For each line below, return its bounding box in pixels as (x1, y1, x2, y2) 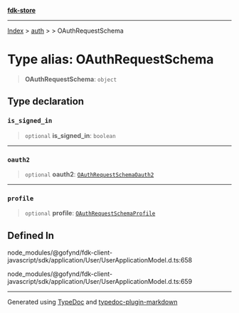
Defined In (7, 229, 55, 241)
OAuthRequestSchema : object (24, 75, 117, 83)
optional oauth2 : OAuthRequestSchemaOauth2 (24, 170, 154, 179)
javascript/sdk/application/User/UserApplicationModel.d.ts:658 (7, 256, 193, 265)
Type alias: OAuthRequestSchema (7, 51, 214, 68)
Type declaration (7, 95, 84, 107)
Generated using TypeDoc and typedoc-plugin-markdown (7, 298, 178, 307)
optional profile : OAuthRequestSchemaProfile (24, 209, 156, 218)
